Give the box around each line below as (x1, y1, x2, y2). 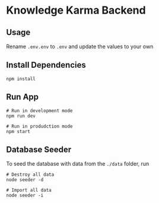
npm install (6, 75, 36, 82)
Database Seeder (6, 145, 72, 155)
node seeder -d (6, 177, 44, 183)
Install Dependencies (6, 60, 86, 70)
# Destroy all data (6, 172, 55, 178)
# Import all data (6, 188, 52, 194)
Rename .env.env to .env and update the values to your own (6, 43, 154, 50)
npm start (6, 128, 31, 134)
